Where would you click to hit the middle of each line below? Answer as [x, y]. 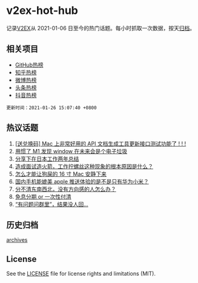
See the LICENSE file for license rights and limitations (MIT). [81, 274]
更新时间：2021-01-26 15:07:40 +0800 [51, 108]
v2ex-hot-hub [42, 11]
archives [17, 240]
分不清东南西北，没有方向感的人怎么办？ [65, 189]
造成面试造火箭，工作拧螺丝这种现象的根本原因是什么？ [84, 166]
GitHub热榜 [29, 65]
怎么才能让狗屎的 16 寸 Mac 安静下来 [61, 174]
